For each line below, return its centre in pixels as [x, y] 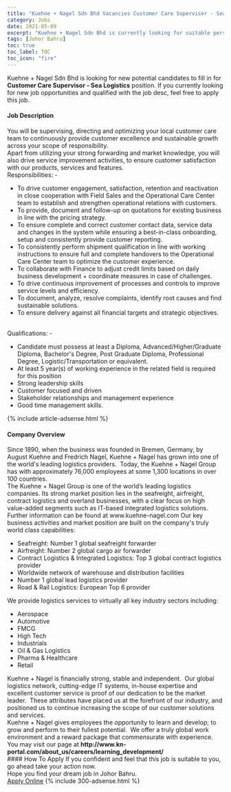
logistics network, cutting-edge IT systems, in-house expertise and [102, 686]
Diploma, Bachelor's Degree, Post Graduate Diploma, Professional [110, 354]
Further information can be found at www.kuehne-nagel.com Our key [105, 515]
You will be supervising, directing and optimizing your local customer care [112, 131]
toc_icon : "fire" [32, 59]
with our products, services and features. [66, 167]
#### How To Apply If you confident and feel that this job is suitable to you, [114, 759]
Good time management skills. [60, 405]
